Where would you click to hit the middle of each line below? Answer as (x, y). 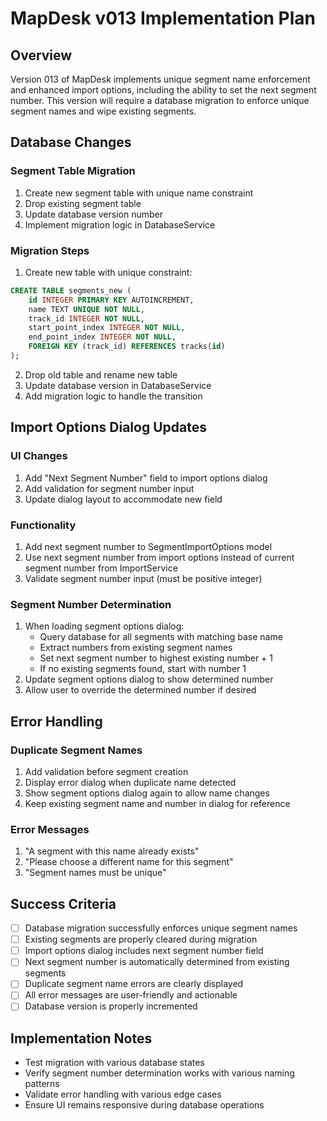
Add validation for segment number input (109, 488)
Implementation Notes (81, 1038)
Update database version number (93, 214)
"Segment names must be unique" (95, 873)
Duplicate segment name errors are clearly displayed (134, 984)
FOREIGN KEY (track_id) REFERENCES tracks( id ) (127, 347)
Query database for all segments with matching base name (161, 637)
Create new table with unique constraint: (108, 272)
